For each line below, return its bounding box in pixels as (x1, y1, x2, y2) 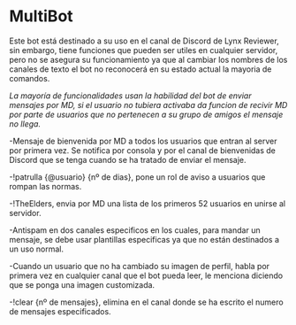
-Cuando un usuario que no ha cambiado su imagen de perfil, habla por (9, 260, 270, 271)
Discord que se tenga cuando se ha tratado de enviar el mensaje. (9, 154, 247, 165)
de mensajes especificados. (9, 306, 112, 316)
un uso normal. (9, 244, 65, 254)
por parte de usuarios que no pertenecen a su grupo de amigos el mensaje (9, 109, 284, 120)
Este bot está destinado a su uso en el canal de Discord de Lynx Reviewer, (9, 35, 280, 46)
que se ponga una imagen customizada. (9, 279, 156, 290)
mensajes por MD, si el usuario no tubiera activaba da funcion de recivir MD (9, 99, 288, 110)
